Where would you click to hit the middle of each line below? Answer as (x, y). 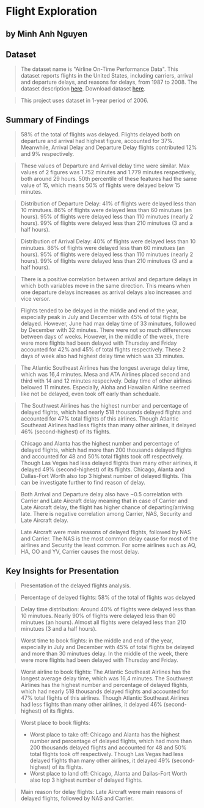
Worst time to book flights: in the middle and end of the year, (97, 641)
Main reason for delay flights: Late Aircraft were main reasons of (101, 792)
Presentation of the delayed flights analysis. (76, 586)
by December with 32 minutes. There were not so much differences (106, 330)
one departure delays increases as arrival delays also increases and (106, 292)
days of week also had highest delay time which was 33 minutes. (102, 356)
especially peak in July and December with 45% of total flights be (104, 317)
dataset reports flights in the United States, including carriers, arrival (107, 76)
